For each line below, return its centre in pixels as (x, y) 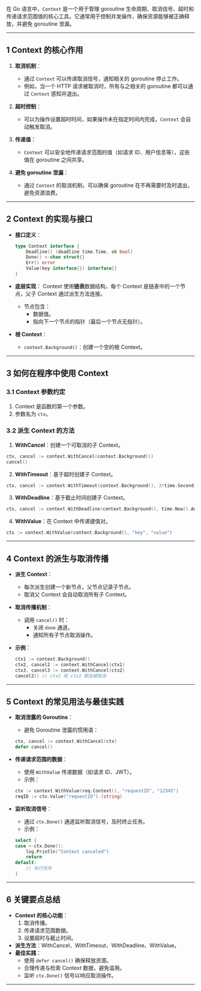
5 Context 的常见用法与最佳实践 (65, 702)
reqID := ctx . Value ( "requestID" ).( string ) (68, 796)
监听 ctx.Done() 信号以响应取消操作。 (70, 975)
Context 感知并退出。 (57, 93)
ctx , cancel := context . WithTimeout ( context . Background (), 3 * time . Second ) (101, 485)
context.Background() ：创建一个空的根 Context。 (85, 347)
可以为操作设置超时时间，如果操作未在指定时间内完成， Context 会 (105, 119)
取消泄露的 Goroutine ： (44, 717)
